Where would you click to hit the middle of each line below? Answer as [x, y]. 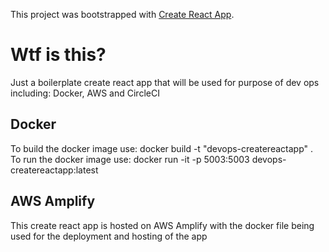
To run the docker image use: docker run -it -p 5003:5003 [130, 159]
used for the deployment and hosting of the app [109, 236]
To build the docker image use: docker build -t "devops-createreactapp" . [161, 148]
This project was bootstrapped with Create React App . [122, 14]
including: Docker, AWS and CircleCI [85, 93]
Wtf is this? [58, 55]
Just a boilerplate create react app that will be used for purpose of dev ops [165, 82]
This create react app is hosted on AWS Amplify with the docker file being [162, 225]
